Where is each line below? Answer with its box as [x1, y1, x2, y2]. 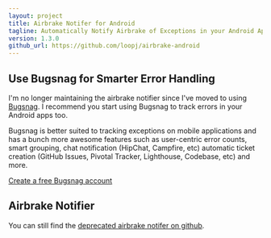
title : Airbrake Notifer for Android [8, 19, 135, 27]
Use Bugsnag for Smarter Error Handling [8, 72, 215, 86]
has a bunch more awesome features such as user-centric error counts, [8, 134, 248, 144]
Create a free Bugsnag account [8, 175, 113, 186]
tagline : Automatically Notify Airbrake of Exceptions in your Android [8, 27, 254, 35]
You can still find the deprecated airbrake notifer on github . [8, 220, 205, 230]
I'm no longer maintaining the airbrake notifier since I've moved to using [8, 93, 248, 102]
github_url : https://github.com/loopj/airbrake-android [8, 42, 200, 50]
